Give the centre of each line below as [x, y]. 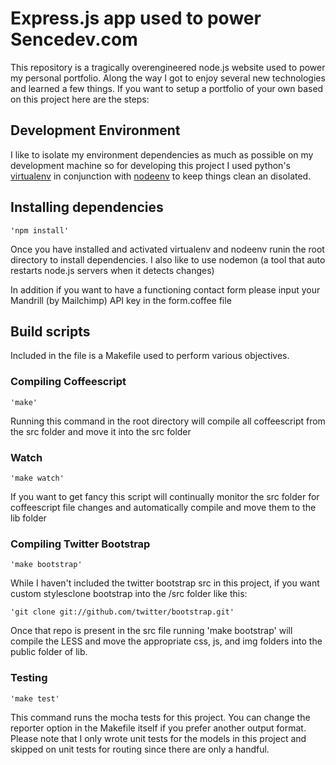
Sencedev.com [74, 39]
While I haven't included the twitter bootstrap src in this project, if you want [165, 583]
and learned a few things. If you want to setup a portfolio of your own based [167, 88]
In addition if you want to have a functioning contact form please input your [165, 289]
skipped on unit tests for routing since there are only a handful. [140, 749]
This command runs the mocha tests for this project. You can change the [160, 717]
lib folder [28, 518]
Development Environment [95, 130]
